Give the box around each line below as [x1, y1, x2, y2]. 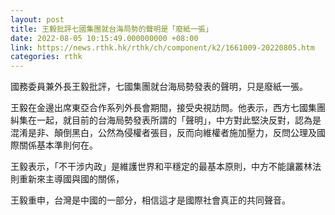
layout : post [10, 14, 65, 25]
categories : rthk [10, 52, 83, 62]
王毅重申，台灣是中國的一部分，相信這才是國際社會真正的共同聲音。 [10, 194, 291, 206]
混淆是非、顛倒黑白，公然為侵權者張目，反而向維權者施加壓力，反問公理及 [10, 127, 317, 139]
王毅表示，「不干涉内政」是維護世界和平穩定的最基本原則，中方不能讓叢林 [10, 161, 313, 173]
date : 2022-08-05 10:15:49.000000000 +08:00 [10, 33, 199, 43]
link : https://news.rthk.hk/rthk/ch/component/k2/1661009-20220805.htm [10, 42, 315, 53]
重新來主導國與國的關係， [18, 173, 125, 185]
